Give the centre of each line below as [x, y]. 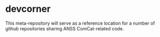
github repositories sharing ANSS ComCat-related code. [65, 28]
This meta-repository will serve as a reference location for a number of [80, 23]
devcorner [28, 9]
